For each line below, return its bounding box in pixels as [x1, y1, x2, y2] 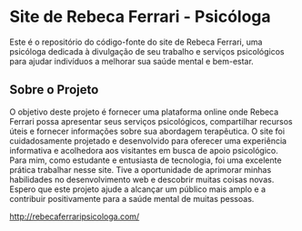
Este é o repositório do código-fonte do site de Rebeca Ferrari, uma [9, 36, 263, 47]
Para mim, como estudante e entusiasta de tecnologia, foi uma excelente [9, 155, 282, 166]
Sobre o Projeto [9, 82, 99, 97]
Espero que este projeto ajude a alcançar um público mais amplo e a [9, 184, 267, 195]
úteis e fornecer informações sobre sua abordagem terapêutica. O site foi [9, 126, 285, 136]
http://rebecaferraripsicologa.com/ [9, 211, 140, 222]
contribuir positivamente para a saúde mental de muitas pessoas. [9, 193, 255, 204]
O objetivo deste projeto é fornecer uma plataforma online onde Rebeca [9, 106, 279, 117]
